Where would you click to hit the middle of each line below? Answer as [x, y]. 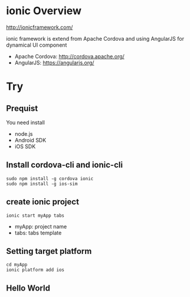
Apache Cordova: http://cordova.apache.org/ [70, 56]
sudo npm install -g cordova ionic [50, 178]
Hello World [28, 288]
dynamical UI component [37, 45]
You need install [26, 122]
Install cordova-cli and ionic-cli [64, 165]
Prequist [22, 108]
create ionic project [43, 202]
